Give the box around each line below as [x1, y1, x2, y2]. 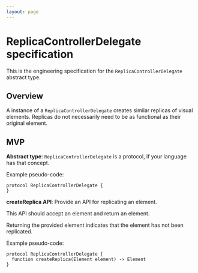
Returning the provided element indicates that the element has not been [6, 221, 184, 229]
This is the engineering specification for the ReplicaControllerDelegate [6, 67, 183, 74]
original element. [6, 119, 48, 127]
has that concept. [6, 160, 50, 167]
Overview [6, 91, 44, 101]
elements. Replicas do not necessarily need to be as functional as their [6, 113, 181, 121]
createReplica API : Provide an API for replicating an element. [6, 199, 157, 206]
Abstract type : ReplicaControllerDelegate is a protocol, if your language [6, 153, 187, 160]
